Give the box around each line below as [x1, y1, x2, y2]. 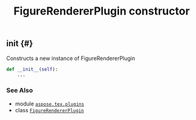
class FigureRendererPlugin [15, 106, 84, 113]
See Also [6, 86, 33, 95]
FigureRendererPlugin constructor [13, 4, 190, 18]
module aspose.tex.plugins [15, 100, 85, 107]
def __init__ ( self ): [6, 66, 59, 72]
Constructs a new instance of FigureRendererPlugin [6, 55, 136, 62]
